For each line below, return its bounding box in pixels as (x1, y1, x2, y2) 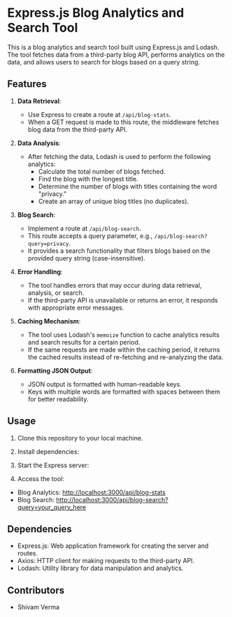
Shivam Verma (17, 603, 60, 611)
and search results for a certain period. (27, 338, 140, 346)
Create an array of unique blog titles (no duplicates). (38, 197, 189, 205)
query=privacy (27, 240, 69, 247)
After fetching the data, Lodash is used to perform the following (27, 152, 211, 160)
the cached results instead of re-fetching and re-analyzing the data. (27, 352, 224, 361)
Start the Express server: (17, 461, 89, 469)
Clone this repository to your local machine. (17, 434, 143, 442)
